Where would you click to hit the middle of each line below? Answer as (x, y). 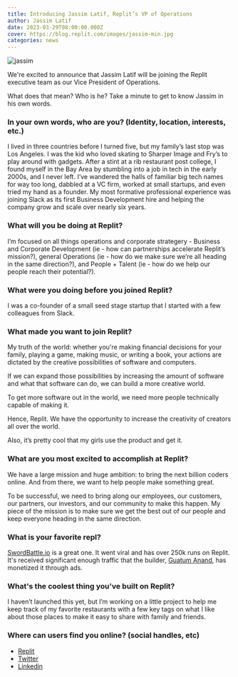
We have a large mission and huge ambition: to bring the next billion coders (118, 474)
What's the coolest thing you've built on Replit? (91, 586)
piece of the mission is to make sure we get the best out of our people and (117, 511)
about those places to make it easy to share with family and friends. (107, 617)
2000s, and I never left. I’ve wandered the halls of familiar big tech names (115, 177)
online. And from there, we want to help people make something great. (111, 482)
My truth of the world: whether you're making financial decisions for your (115, 347)
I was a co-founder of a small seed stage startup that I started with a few (114, 306)
